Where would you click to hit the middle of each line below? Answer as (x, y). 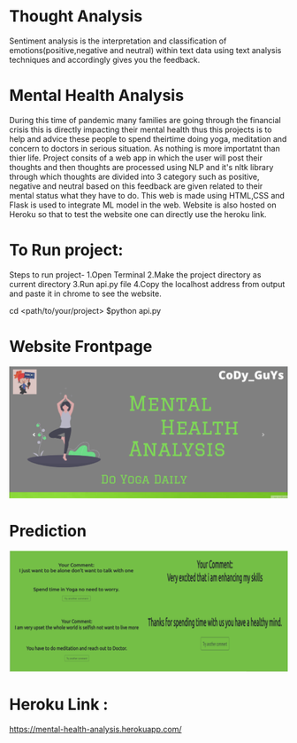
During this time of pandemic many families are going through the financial (145, 120)
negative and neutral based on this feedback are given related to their (136, 186)
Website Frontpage (81, 347)
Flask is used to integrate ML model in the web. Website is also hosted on (143, 205)
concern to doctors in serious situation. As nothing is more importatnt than (145, 148)
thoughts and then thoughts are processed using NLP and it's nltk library (141, 167)
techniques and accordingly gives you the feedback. (105, 59)
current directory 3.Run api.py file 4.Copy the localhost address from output (147, 284)
